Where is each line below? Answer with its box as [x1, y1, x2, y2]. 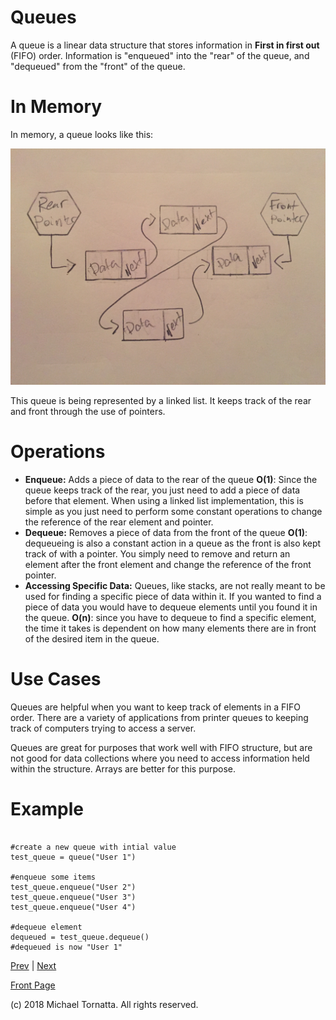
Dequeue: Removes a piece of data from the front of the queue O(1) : [24, 526, 308, 538]
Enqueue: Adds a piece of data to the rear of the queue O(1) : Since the [24, 473, 318, 485]
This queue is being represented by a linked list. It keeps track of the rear [10, 394, 312, 406]
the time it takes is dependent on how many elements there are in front [24, 622, 317, 634]
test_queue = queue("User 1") [10, 852, 137, 862]
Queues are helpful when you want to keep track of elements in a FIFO [10, 701, 301, 713]
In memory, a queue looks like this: [10, 128, 154, 140]
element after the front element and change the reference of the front [24, 558, 312, 570]
